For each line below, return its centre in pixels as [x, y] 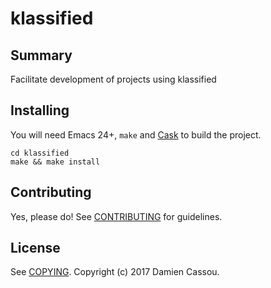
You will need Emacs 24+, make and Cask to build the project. [136, 134]
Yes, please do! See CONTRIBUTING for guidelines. [116, 216]
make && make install [55, 162]
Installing [40, 110]
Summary [41, 55]
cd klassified [40, 153]
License [35, 248]
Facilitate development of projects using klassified [113, 79]
